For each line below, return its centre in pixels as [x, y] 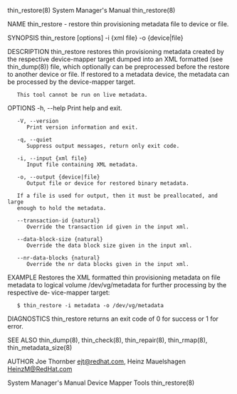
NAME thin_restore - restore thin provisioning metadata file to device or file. [118, 24]
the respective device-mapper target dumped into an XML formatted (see [115, 59]
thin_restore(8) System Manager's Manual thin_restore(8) [91, 10]
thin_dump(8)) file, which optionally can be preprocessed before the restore [118, 66]
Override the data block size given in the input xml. [109, 245]
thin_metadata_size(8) [40, 347]
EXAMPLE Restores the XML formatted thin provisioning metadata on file [114, 277]
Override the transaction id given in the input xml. [108, 227]
